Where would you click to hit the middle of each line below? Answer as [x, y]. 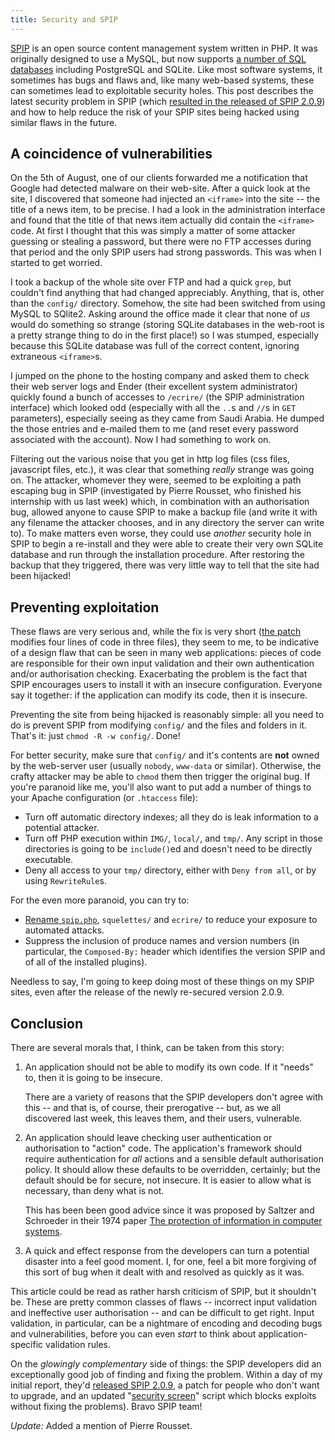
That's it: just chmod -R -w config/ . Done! [95, 736]
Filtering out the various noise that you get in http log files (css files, [150, 459]
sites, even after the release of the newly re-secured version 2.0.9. [147, 992]
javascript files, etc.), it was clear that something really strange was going [162, 470]
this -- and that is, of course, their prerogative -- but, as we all [153, 1108]
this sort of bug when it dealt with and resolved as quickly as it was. [164, 1272]
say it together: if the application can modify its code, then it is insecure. [159, 695]
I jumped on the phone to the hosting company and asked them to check [160, 376]
